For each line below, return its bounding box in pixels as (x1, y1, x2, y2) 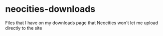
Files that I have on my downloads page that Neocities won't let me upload (5, 20, 159, 26)
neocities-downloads (5, 3, 96, 15)
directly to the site (5, 25, 42, 31)
